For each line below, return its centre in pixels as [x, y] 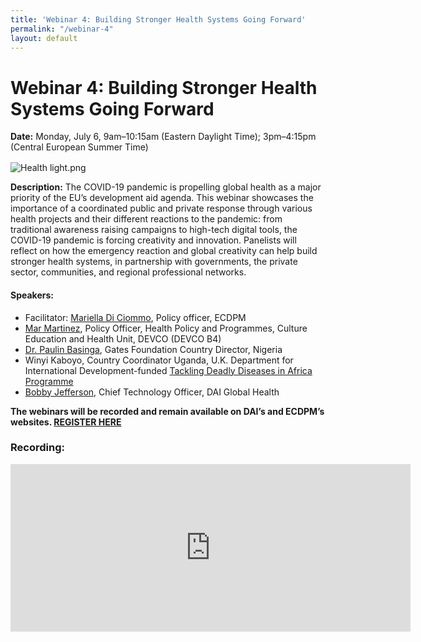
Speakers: [32, 295]
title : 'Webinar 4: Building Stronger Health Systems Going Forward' [158, 19]
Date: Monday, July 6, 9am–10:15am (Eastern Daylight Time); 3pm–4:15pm [163, 137]
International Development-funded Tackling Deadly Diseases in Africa [168, 370]
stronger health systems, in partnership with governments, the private [154, 262]
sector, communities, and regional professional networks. [128, 272]
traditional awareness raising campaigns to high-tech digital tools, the [154, 230]
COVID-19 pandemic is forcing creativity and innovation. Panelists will [153, 240]
